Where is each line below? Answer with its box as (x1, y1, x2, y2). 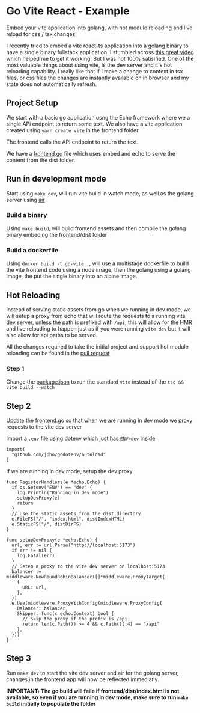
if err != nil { (11, 548, 52, 554)
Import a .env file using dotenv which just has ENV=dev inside (6, 435, 156, 442)
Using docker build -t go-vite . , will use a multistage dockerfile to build (6, 260, 189, 267)
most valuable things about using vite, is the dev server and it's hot (6, 61, 172, 69)
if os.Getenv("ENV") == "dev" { (11, 485, 93, 491)
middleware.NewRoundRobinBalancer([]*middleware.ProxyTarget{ (6, 574, 165, 580)
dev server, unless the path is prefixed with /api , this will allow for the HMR (6, 319, 192, 326)
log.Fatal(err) (17, 553, 55, 559)
